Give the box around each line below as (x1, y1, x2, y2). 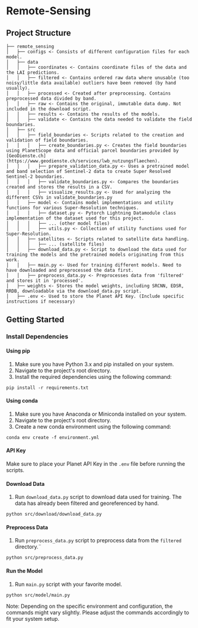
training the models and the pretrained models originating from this (6, 252, 184, 258)
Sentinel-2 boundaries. (6, 174, 65, 180)
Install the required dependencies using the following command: (14, 373, 172, 380)
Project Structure (6, 28, 71, 38)
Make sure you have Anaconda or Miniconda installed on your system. (14, 410, 187, 417)
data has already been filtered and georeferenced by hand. (14, 500, 159, 507)
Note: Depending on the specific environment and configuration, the (6, 602, 173, 610)
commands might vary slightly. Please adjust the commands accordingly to (6, 608, 190, 616)
